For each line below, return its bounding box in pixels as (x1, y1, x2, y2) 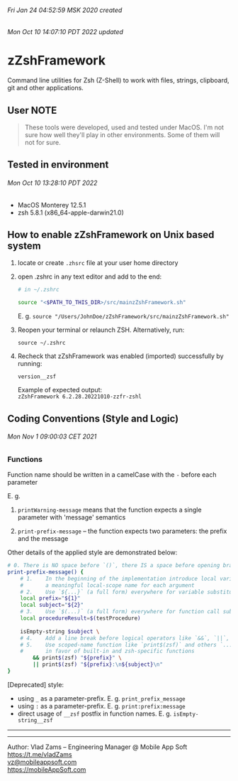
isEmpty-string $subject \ (20, 628, 100, 635)
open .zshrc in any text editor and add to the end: (17, 272, 162, 281)
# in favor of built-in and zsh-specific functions (20, 647, 195, 655)
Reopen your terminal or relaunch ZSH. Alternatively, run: (17, 325, 185, 334)
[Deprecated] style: (7, 680, 64, 689)
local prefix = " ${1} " (20, 595, 81, 602)
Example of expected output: (17, 386, 103, 394)
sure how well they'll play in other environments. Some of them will (24, 130, 220, 139)
